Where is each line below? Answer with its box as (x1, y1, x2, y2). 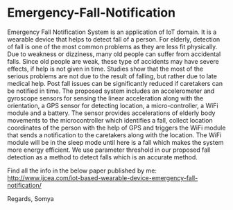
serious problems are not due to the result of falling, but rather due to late (7, 71, 217, 80)
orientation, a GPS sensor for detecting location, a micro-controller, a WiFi (7, 101, 218, 110)
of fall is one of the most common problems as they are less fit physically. (7, 42, 218, 51)
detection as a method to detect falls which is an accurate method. (7, 152, 198, 161)
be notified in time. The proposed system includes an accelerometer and (7, 87, 215, 95)
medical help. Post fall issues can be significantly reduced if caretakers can (7, 79, 223, 87)
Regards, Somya (7, 194, 54, 202)
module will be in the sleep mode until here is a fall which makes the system (7, 138, 224, 146)
